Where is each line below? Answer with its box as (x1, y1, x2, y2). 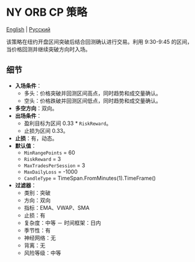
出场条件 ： (14, 112, 42, 119)
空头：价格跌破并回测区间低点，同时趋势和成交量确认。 (23, 97, 161, 104)
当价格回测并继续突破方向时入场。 (6, 46, 91, 53)
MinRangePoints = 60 (23, 148, 75, 156)
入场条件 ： (14, 82, 42, 89)
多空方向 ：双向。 (14, 105, 58, 112)
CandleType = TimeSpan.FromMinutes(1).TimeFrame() (23, 174, 156, 181)
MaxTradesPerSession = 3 (23, 162, 85, 169)
